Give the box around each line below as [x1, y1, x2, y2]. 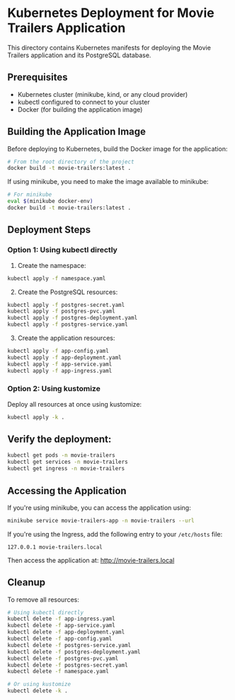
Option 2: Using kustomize [7, 384, 101, 394]
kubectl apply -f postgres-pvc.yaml [7, 308, 115, 315]
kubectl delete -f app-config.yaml [7, 635, 113, 643]
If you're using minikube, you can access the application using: [7, 503, 191, 512]
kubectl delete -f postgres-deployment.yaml [7, 648, 141, 655]
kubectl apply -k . [7, 414, 65, 421]
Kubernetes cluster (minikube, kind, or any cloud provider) [17, 90, 188, 98]
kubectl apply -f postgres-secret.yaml [7, 301, 125, 308]
